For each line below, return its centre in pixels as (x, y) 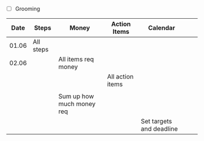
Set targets (156, 122)
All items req (76, 59)
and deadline (159, 129)
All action (120, 77)
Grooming (28, 9)
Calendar (161, 28)
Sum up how (76, 96)
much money (77, 104)
